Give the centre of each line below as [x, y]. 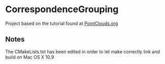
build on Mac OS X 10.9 [30, 57]
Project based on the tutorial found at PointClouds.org [62, 23]
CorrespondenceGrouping [62, 9]
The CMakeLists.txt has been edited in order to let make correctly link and [82, 51]
